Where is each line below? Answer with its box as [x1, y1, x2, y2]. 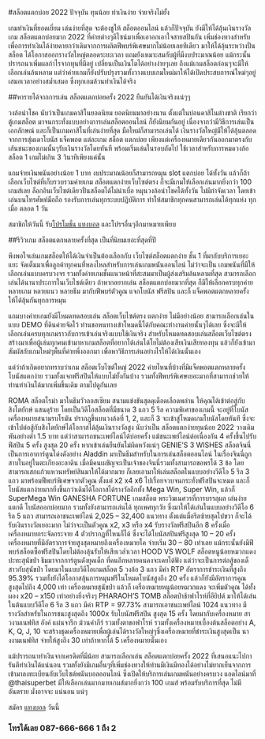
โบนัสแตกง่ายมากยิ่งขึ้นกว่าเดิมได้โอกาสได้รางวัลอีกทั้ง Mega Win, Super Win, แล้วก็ [8, 485, 235, 494]
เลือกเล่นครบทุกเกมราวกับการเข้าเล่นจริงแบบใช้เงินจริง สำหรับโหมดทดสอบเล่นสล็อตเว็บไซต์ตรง [8, 329, 252, 338]
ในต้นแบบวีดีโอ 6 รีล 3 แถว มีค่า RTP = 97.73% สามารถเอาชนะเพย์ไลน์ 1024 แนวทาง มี [8, 600, 247, 609]
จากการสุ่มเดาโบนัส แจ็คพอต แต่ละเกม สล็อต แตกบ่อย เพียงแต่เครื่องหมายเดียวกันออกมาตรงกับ [8, 135, 252, 144]
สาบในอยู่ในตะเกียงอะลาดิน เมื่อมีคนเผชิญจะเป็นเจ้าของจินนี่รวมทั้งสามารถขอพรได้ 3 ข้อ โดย [8, 458, 244, 467]
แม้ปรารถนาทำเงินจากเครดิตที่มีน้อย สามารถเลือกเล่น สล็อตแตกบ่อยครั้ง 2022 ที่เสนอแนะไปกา [8, 651, 252, 660]
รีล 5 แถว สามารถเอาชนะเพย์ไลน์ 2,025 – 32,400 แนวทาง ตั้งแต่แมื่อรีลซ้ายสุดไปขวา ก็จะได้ [8, 511, 252, 521]
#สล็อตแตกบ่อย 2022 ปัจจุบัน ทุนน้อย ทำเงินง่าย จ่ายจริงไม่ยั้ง [8, 8, 170, 17]
